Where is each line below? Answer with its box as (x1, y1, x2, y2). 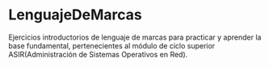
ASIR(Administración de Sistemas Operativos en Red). (8, 49, 188, 59)
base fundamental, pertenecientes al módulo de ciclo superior (8, 40, 216, 50)
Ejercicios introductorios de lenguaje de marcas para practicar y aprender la (8, 32, 262, 42)
